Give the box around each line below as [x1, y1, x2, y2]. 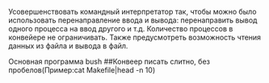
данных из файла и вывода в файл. [8, 41, 128, 51]
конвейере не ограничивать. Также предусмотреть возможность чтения [8, 32, 261, 42]
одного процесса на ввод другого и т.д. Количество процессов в [8, 24, 233, 33]
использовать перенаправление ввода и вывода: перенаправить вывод [8, 15, 258, 25]
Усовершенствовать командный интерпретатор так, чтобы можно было [8, 7, 257, 16]
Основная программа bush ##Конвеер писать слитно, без [8, 56, 210, 66]
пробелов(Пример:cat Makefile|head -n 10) [8, 65, 156, 75]
